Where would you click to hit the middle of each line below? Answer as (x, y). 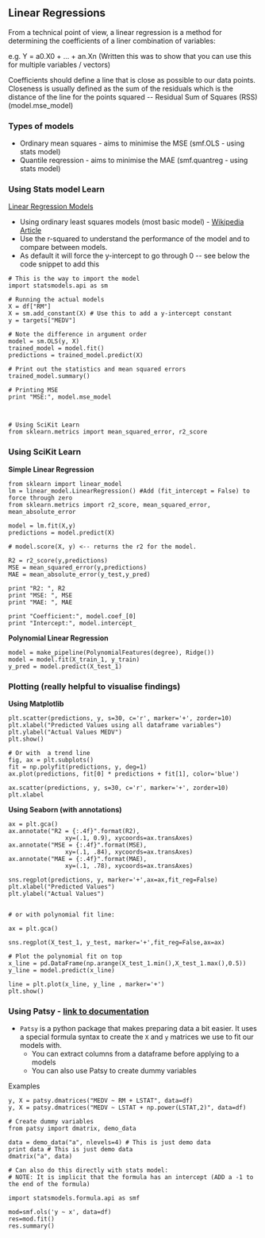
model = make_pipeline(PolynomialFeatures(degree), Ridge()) (111, 652)
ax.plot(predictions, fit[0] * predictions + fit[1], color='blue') (124, 774)
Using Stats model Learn (57, 189)
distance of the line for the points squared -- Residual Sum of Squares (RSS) (133, 97)
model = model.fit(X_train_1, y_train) (74, 660)
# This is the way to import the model (74, 279)
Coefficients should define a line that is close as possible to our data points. (132, 80)
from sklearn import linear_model (65, 484)
